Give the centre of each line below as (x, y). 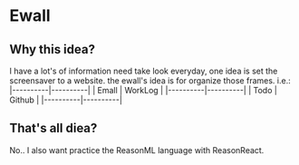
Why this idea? (52, 49)
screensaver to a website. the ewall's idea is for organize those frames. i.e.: (150, 81)
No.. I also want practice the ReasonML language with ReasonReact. (137, 150)
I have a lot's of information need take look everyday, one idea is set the (144, 71)
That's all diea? (53, 128)
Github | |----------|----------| (66, 100)
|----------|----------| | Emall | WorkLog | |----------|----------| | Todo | (144, 90)
